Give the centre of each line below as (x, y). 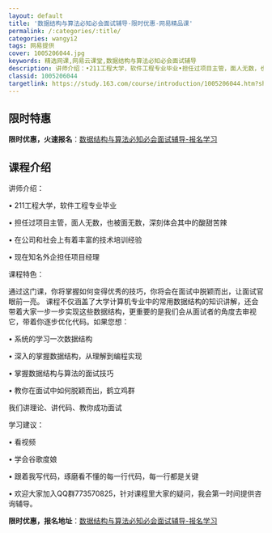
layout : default (36, 16)
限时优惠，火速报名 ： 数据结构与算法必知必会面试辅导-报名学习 (113, 139)
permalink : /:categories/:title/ (65, 31)
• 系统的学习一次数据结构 (51, 339)
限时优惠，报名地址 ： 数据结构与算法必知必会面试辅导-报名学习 (113, 521)
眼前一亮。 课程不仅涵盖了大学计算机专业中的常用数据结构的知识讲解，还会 (134, 302)
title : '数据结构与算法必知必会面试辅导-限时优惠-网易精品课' (101, 23)
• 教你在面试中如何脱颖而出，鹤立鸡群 (72, 391)
